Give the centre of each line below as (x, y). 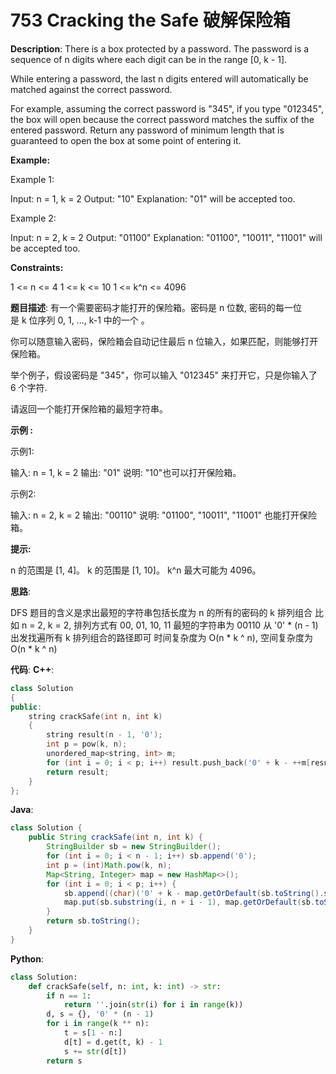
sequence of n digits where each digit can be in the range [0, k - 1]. (149, 59)
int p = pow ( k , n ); (87, 744)
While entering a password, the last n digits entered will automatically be (159, 78)
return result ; (78, 772)
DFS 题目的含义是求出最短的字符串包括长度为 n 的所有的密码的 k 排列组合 (161, 612)
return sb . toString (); (93, 921)
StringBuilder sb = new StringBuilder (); (134, 847)
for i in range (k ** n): (98, 1024)
